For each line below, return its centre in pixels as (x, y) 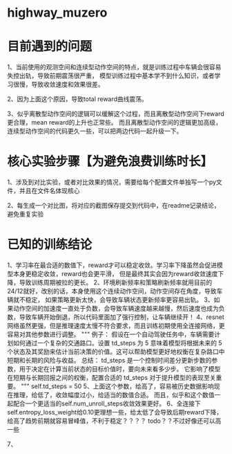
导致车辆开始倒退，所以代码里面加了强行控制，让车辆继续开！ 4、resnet (122, 317)
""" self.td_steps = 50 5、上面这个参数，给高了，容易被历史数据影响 (117, 386)
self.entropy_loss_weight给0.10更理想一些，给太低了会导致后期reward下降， (115, 412)
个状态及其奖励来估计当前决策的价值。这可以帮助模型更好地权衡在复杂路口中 (116, 352)
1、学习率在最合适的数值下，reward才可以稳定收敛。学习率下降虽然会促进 (112, 265)
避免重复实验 (25, 214)
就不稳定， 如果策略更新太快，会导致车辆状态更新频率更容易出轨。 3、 (113, 300)
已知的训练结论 (50, 245)
